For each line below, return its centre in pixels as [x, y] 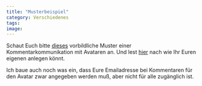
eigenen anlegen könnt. [36, 58]
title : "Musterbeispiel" [37, 12]
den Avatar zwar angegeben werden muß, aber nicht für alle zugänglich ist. [100, 76]
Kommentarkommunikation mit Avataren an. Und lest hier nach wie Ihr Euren [101, 52]
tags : [13, 23]
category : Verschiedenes [37, 17]
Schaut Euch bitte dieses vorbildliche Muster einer [69, 46]
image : [15, 29]
